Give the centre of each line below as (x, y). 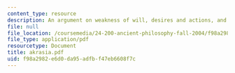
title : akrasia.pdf (36, 53)
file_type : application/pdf (48, 40)
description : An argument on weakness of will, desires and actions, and (117, 20)
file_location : (29, 33)
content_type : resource (42, 14)
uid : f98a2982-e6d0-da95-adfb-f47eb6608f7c (72, 59)
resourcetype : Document (42, 46)
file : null (23, 26)
